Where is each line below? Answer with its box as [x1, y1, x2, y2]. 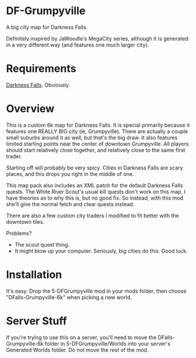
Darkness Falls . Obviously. [6, 81, 71, 88]
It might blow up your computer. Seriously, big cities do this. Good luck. [14, 247, 188, 254]
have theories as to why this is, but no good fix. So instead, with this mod [6, 194, 184, 201]
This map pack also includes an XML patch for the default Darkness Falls [6, 181, 184, 189]
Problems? [6, 230, 32, 237]
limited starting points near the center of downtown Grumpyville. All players [6, 140, 190, 147]
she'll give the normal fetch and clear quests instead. [6, 200, 135, 207]
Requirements [6, 62, 77, 75]
